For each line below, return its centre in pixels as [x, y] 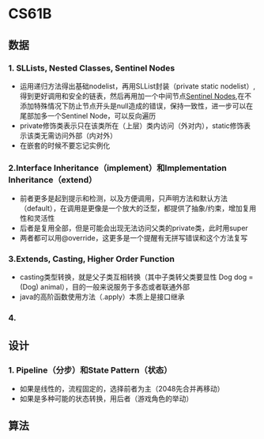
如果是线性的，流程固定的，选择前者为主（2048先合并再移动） [122, 389]
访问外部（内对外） [85, 135]
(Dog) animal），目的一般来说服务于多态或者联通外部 [105, 287]
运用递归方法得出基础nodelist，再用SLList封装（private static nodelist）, [137, 86]
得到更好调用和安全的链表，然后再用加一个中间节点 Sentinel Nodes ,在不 [136, 96]
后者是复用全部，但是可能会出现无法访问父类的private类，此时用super [134, 228]
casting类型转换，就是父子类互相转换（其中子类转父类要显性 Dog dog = [136, 277]
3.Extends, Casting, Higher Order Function [92, 259]
